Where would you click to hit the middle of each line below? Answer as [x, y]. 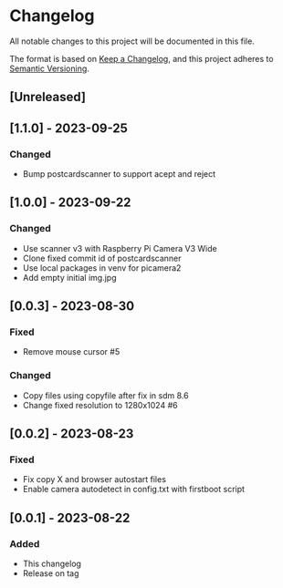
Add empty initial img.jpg [69, 277]
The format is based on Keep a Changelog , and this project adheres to [141, 58]
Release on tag [51, 573]
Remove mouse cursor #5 [71, 352]
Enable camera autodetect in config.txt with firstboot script [133, 490]
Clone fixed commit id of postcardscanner [102, 258]
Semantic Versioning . [49, 68]
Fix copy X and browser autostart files [94, 480]
